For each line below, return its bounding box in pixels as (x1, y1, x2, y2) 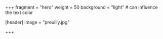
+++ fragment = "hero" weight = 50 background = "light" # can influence (5, 4, 158, 10)
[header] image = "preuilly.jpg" (5, 19, 70, 25)
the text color (5, 9, 33, 15)
